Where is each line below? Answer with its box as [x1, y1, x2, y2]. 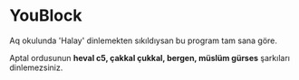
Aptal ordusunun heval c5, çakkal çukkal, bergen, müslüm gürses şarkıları [9, 52, 290, 63]
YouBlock [9, 5, 83, 26]
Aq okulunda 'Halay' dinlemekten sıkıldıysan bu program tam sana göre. [9, 35, 278, 46]
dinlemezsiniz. [9, 62, 63, 73]
